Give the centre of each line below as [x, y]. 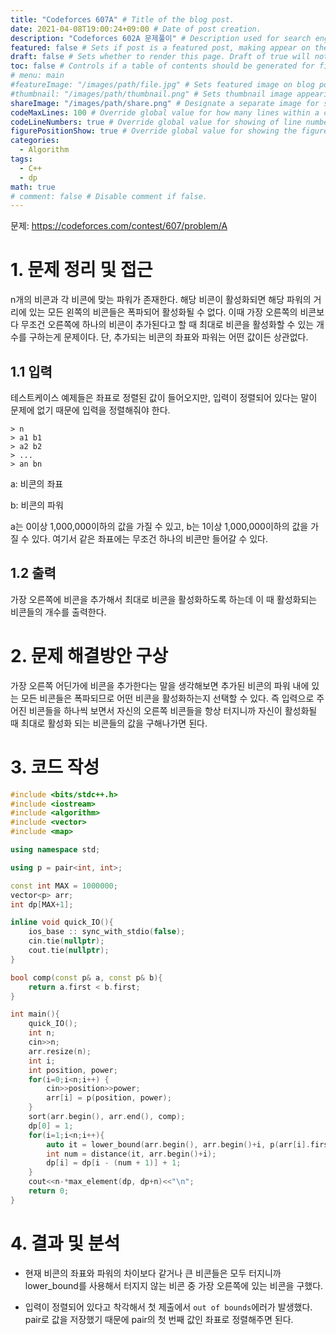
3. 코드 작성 [55, 767]
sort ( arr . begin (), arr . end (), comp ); [107, 1117]
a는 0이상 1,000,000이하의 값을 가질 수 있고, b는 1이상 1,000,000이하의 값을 [159, 526]
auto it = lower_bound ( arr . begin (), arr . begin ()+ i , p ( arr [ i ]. [178, 1144]
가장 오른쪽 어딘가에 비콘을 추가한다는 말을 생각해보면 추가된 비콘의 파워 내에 [160, 685]
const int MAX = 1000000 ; [64, 886]
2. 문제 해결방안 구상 [89, 656]
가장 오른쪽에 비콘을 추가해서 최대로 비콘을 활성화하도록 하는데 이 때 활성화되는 [164, 599]
